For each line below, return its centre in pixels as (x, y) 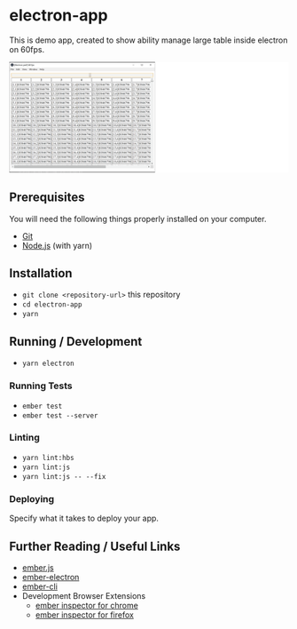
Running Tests (41, 386)
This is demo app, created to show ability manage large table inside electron (148, 40)
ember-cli (39, 586)
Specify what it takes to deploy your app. (84, 518)
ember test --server (60, 415)
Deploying (32, 498)
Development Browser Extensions (84, 595)
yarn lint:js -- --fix (64, 476)
